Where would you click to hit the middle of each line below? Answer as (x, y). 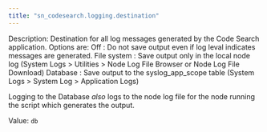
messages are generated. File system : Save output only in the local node (129, 55)
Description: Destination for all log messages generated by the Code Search (134, 38)
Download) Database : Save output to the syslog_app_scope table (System (131, 72)
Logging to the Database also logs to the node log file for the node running (131, 96)
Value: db (23, 120)
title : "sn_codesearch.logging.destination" (84, 16)
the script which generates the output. (71, 105)
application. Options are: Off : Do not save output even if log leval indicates (132, 47)
